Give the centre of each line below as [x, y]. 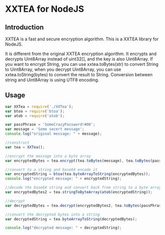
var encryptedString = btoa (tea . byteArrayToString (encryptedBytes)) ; [78, 174]
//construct [17, 143]
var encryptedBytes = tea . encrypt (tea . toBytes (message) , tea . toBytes [78, 161]
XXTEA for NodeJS [45, 9]
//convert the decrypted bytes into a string [52, 214]
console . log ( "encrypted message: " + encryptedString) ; [63, 179]
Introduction [25, 27]
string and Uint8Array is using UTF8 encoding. [52, 80]
